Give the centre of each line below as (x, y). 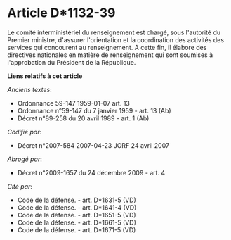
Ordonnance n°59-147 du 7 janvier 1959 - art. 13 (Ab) (94, 110)
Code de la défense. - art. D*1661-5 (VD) (77, 222)
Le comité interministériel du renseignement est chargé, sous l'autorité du (114, 32)
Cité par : (20, 186)
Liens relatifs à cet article (45, 76)
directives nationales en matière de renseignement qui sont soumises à (110, 55)
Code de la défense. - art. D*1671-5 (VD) (77, 229)
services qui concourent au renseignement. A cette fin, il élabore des (107, 47)
